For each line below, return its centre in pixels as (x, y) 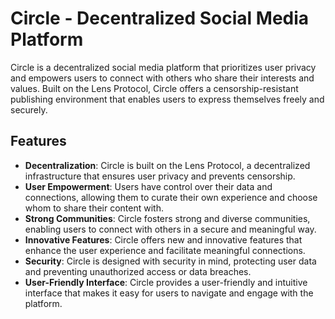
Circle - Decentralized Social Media (160, 18)
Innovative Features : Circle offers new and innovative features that (163, 239)
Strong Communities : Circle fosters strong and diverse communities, (167, 218)
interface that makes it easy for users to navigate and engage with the (169, 293)
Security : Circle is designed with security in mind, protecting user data (170, 261)
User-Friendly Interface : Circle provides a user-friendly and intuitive (166, 282)
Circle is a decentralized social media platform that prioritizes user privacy (163, 67)
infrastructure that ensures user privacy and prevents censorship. (160, 176)
